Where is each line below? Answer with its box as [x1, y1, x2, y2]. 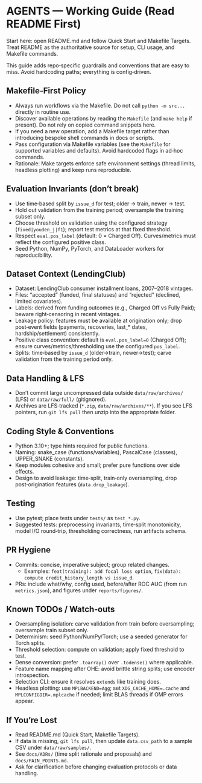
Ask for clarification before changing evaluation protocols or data [14, 763, 177, 770]
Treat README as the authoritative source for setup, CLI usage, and [6, 44, 175, 51]
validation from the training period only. [14, 355, 113, 363]
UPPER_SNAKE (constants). [14, 455, 84, 462]
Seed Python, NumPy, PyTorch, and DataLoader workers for [14, 245, 165, 252]
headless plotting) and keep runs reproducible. [14, 166, 131, 173]
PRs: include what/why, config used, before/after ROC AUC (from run [14, 580, 188, 587]
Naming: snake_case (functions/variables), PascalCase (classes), [14, 449, 178, 455]
